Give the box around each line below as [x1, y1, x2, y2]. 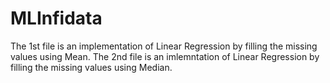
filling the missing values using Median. [10, 61, 173, 73]
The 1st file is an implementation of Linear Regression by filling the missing [10, 40, 318, 52]
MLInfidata [10, 7, 103, 30]
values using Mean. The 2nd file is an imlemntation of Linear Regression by [10, 50, 320, 62]
